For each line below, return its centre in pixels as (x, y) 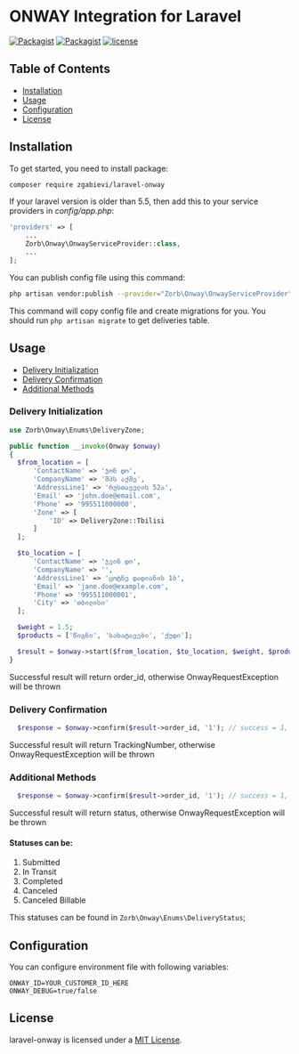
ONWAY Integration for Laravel (125, 16)
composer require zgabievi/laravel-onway (87, 184)
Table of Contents (60, 69)
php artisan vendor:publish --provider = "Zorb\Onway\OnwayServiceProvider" (151, 294)
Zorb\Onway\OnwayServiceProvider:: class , (103, 244)
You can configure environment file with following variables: (119, 967)
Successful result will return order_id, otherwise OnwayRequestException (144, 677)
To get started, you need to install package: (89, 168)
